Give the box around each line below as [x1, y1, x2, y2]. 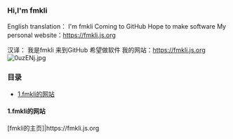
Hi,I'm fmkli [7, 6, 48, 15]
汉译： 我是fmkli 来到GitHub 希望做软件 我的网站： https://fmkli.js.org [7, 46, 206, 54]
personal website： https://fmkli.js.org [7, 31, 116, 40]
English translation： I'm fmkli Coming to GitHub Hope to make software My [7, 22, 227, 31]
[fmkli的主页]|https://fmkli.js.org [7, 124, 100, 132]
